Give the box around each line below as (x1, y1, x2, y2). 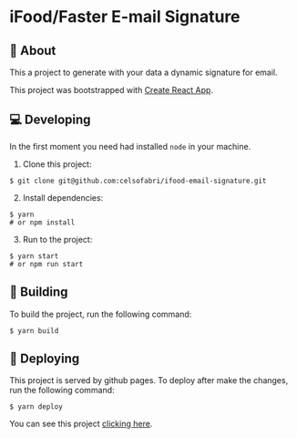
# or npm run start (9, 259, 84, 268)
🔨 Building (9, 285, 68, 300)
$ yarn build (9, 326, 59, 335)
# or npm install (9, 217, 76, 227)
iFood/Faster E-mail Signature (9, 6, 241, 27)
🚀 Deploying (9, 351, 80, 367)
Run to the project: (22, 234, 93, 245)
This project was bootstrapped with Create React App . (9, 85, 214, 95)
